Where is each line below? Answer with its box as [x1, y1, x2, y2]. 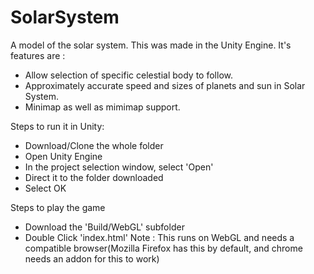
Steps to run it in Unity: [10, 120, 105, 132]
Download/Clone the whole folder [24, 139, 164, 151]
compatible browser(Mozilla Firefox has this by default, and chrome [24, 242, 303, 254]
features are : [10, 49, 66, 61]
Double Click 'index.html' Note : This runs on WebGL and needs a [24, 231, 295, 243]
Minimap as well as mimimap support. [24, 101, 181, 113]
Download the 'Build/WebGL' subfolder [24, 221, 185, 233]
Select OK [24, 182, 67, 194]
